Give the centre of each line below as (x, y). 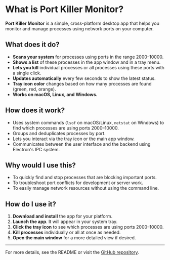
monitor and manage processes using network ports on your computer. (80, 28)
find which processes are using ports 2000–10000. (66, 128)
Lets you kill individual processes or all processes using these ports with (88, 67)
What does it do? (32, 45)
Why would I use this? (40, 165)
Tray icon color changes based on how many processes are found (82, 83)
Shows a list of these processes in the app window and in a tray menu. (87, 62)
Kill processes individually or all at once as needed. (67, 232)
